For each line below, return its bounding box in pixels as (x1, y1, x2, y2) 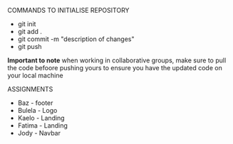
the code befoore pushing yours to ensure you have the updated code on (7, 64, 222, 72)
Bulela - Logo (17, 106, 58, 114)
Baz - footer (17, 99, 53, 107)
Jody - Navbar (17, 129, 61, 137)
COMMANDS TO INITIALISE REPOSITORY (7, 6, 130, 14)
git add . (17, 28, 43, 35)
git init (17, 20, 36, 28)
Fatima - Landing (17, 121, 68, 130)
